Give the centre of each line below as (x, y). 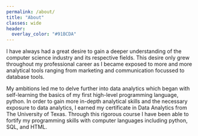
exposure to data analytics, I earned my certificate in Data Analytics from (97, 108)
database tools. (26, 77)
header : (16, 29)
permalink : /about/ (31, 12)
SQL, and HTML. (27, 127)
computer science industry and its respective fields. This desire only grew (98, 58)
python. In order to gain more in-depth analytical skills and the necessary (97, 101)
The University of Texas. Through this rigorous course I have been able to (97, 114)
